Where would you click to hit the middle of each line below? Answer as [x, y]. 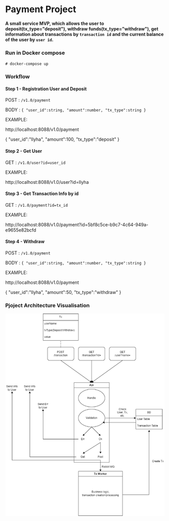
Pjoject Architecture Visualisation [48, 305]
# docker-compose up [27, 64]
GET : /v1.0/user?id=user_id [35, 162]
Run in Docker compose [35, 53]
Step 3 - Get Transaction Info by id [42, 193]
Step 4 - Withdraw [25, 242]
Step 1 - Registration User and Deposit [46, 89]
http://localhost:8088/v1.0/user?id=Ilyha [47, 182]
